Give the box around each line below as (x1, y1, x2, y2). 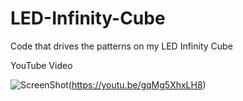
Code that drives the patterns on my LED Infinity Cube (10, 40, 233, 52)
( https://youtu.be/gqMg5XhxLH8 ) (68, 78, 207, 91)
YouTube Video (10, 59, 73, 71)
